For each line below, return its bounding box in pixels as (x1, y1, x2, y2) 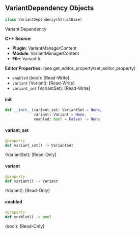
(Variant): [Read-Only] (5, 188, 50, 194)
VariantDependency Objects (5, 4, 94, 12)
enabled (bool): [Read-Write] (12, 75, 70, 80)
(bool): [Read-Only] (5, 223, 45, 229)
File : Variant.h (12, 55, 41, 61)
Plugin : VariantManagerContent (12, 45, 77, 51)
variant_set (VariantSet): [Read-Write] (12, 85, 90, 91)
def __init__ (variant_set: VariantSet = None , (5, 107, 102, 113)
